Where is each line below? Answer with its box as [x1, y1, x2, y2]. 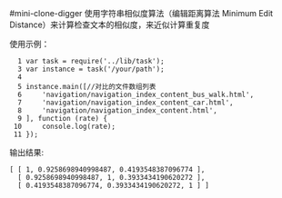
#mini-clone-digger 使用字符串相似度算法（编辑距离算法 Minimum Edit [9, 8, 274, 18]
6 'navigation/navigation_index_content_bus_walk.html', [17, 90, 255, 99]
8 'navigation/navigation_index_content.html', [17, 106, 218, 115]
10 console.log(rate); [13, 122, 116, 131]
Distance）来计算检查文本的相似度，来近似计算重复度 [9, 19, 210, 30]
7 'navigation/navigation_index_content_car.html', [17, 98, 234, 107]
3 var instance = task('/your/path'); [17, 64, 166, 74]
